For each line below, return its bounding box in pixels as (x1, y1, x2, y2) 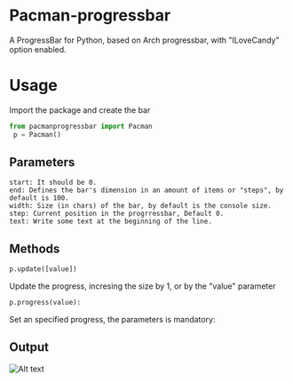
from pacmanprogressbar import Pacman (9, 122, 153, 131)
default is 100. (9, 194, 69, 203)
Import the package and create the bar (9, 104, 151, 115)
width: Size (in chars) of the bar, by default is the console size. (9, 202, 273, 211)
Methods (9, 241, 60, 256)
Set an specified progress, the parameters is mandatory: (9, 314, 216, 324)
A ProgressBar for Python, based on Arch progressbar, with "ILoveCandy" (9, 35, 280, 45)
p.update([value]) (9, 265, 77, 274)
